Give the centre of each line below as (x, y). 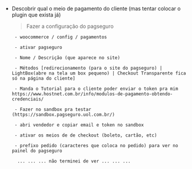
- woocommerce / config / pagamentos (61, 37)
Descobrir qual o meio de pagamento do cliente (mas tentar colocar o (96, 9)
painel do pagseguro (37, 151)
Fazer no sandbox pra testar (55, 109)
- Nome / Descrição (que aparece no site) (67, 58)
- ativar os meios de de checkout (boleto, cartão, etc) (86, 135)
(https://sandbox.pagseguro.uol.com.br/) (63, 115)
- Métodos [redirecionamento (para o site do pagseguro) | (88, 68)
